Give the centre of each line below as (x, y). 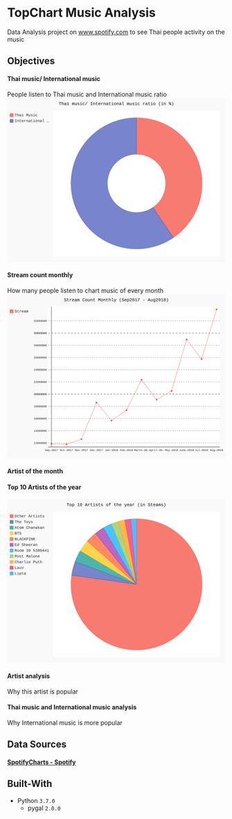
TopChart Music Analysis (81, 13)
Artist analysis (29, 676)
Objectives (31, 61)
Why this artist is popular (43, 692)
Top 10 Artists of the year (44, 487)
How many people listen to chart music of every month (86, 290)
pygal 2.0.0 (44, 808)
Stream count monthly (40, 275)
